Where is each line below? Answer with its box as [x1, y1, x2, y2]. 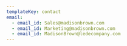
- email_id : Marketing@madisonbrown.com [12, 25, 115, 32]
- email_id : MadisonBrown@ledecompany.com [12, 31, 121, 37]
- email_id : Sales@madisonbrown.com [12, 20, 105, 26]
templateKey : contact [6, 8, 61, 15]
